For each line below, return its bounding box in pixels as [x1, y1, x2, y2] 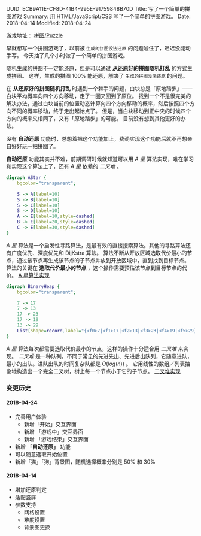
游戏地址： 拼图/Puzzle [6, 32, 63, 39]
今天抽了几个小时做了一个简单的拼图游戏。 [23, 52, 129, 59]
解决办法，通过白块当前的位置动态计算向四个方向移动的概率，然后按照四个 [6, 100, 190, 107]
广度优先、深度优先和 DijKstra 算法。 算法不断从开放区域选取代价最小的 [11, 249, 187, 256]
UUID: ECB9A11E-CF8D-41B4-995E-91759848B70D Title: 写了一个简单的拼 [6, 5, 190, 12]
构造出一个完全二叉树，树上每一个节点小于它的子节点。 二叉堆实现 [16, 367, 181, 374]
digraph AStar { [6, 175, 47, 181]
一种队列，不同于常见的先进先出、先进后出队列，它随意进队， [40, 352, 193, 359]
